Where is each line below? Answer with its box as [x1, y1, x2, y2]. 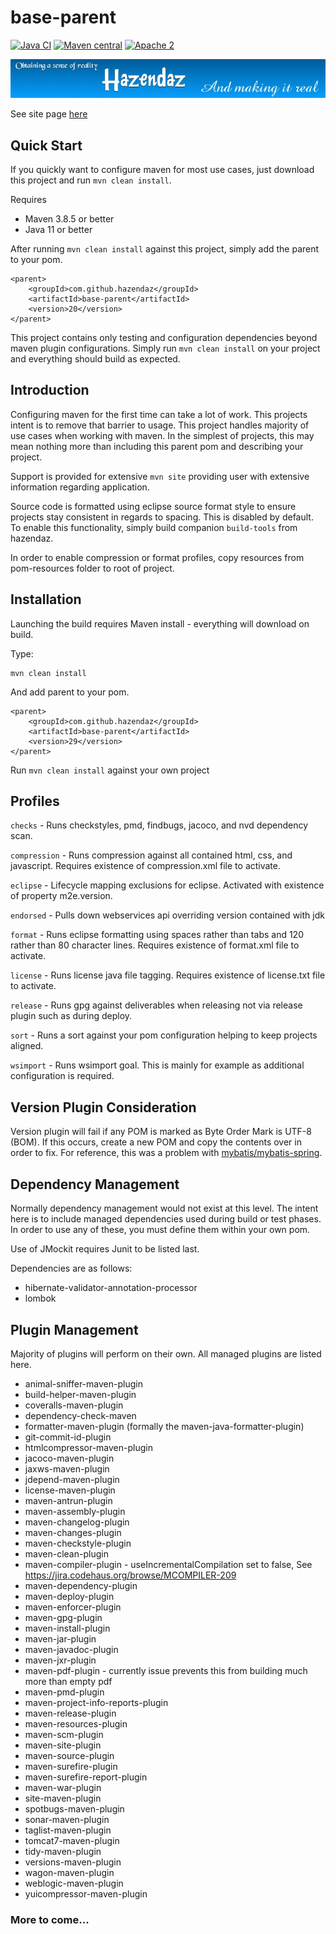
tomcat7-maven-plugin [24, 1834, 120, 1846]
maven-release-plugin [24, 1707, 117, 1719]
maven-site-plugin [24, 1739, 102, 1751]
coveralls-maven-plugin [24, 1399, 124, 1411]
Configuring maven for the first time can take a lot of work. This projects [10, 408, 308, 420]
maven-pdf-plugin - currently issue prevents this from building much [24, 1664, 308, 1676]
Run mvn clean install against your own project [10, 764, 210, 776]
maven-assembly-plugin [24, 1505, 126, 1517]
